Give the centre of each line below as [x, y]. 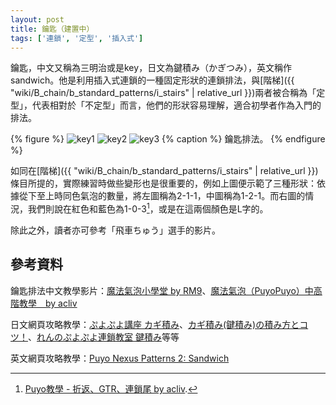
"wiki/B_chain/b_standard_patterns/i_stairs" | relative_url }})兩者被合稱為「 [163, 93]
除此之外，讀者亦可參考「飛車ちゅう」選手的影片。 [115, 230]
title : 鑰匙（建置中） [52, 29]
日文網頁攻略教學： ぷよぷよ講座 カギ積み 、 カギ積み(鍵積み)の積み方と [155, 324]
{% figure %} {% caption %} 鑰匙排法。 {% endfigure [168, 139]
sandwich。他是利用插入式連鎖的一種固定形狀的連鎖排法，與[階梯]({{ [152, 80]
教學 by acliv [48, 303]
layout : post [37, 19]
